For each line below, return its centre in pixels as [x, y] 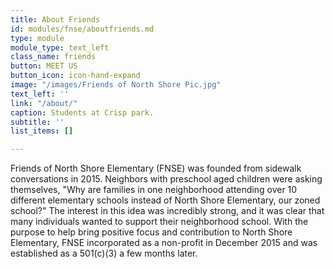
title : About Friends [55, 19]
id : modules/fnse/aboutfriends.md [82, 29]
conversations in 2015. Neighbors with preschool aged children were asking [166, 179]
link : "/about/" [44, 103]
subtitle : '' [37, 122]
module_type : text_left [60, 47]
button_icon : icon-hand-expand [75, 76]
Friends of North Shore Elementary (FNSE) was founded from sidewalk [156, 168]
